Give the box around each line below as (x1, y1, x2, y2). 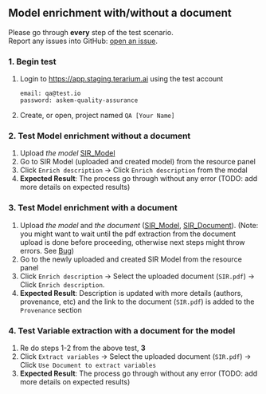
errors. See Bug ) (19, 246, 74, 255)
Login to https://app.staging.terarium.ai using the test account (19, 74, 224, 84)
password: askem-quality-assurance (19, 97, 139, 104)
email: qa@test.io (19, 89, 81, 98)
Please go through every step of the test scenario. (8, 27, 174, 37)
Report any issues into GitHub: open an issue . (8, 36, 158, 45)
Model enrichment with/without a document (8, 6, 233, 20)
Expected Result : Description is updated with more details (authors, (19, 288, 244, 297)
